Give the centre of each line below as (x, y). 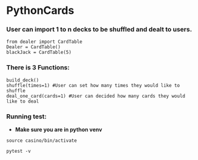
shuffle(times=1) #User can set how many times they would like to (93, 85)
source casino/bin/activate (42, 141)
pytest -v (19, 152)
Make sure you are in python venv (58, 130)
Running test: (27, 117)
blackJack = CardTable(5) (39, 53)
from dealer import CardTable (45, 42)
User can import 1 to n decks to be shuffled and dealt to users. (99, 30)
